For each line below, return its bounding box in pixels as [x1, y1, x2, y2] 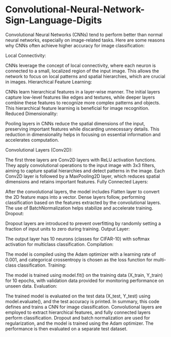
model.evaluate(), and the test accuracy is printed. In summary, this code [5, 298, 160, 304]
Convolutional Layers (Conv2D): [5, 146, 73, 153]
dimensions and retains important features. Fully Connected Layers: [5, 178, 148, 184]
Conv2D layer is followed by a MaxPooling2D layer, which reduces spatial [5, 173, 160, 179]
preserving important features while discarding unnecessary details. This [5, 126, 160, 132]
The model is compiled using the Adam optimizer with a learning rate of [5, 251, 156, 257]
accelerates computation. [5, 137, 59, 143]
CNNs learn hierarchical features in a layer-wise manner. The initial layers [5, 88, 160, 95]
